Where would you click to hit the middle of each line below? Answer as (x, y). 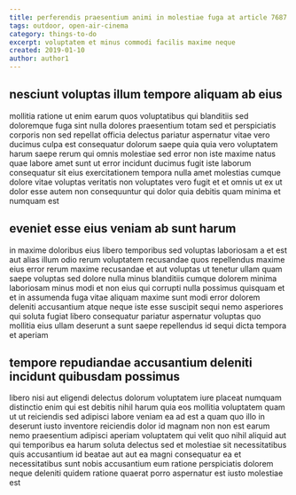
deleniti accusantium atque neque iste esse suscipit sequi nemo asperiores (146, 306)
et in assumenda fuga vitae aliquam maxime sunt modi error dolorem (135, 297)
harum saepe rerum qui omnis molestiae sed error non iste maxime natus (143, 153)
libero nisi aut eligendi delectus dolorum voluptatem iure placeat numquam (145, 398)
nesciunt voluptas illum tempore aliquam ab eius (146, 94)
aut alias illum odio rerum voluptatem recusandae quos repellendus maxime (147, 259)
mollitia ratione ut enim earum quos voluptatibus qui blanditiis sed (129, 115)
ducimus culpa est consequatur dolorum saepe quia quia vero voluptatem (144, 144)
